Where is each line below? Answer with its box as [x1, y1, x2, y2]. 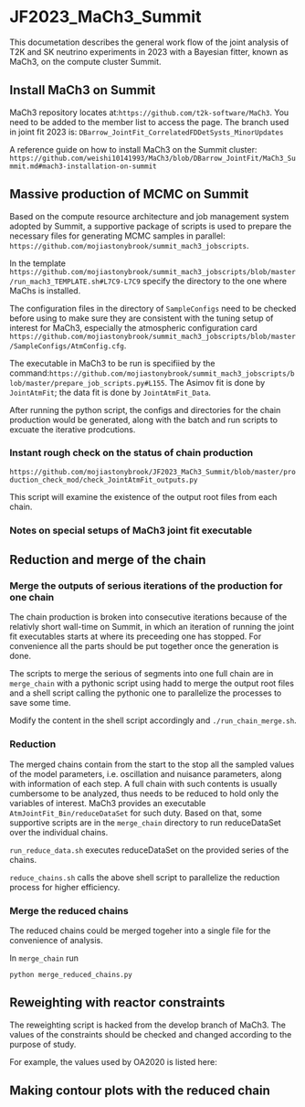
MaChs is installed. [9, 285, 81, 296]
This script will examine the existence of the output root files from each [9, 491, 278, 502]
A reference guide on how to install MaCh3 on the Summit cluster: [9, 144, 258, 154]
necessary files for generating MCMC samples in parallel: [9, 230, 226, 241]
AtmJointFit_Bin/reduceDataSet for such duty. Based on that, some [9, 807, 262, 818]
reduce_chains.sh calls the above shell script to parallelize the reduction [9, 871, 280, 883]
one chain [9, 591, 55, 604]
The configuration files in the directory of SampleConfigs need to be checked [9, 303, 297, 314]
